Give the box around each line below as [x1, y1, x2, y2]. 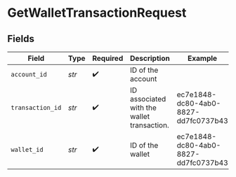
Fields [7, 33, 35, 45]
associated [129, 94, 166, 104]
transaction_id [11, 104, 62, 111]
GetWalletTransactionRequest [7, 5, 187, 21]
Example [187, 54, 218, 63]
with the [129, 103, 157, 113]
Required [92, 54, 124, 63]
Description [129, 54, 170, 63]
